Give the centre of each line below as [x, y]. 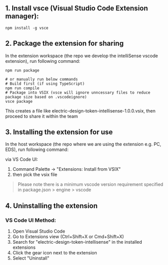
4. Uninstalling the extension [51, 205]
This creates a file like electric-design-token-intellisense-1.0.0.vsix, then [80, 110]
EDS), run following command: [37, 149]
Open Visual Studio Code [39, 231]
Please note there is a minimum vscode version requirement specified [90, 184]
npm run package [22, 70]
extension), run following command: [43, 61]
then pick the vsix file [35, 175]
